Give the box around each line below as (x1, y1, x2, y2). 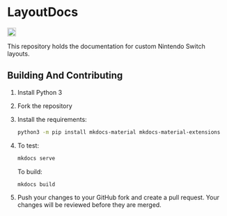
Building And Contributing (7, 70, 123, 82)
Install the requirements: (17, 115, 87, 123)
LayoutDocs (7, 4, 79, 20)
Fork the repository (17, 102, 73, 110)
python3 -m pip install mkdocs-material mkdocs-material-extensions (17, 128, 221, 136)
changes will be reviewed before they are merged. (17, 201, 162, 209)
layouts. (7, 49, 30, 58)
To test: (17, 141, 40, 150)
